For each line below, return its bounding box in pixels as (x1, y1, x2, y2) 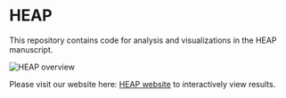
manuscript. (9, 44, 53, 54)
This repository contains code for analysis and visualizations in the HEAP (9, 35, 277, 45)
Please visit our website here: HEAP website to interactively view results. (9, 78, 276, 89)
